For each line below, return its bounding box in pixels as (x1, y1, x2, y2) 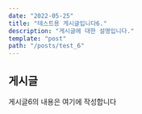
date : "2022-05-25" (8, 11, 74, 20)
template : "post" (8, 34, 67, 43)
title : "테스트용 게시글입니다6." (8, 19, 107, 27)
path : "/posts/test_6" (8, 42, 85, 50)
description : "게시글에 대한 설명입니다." (8, 27, 135, 35)
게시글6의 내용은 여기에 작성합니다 (8, 96, 117, 106)
